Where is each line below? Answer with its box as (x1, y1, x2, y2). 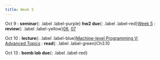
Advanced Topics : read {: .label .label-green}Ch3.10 (5, 40, 110, 46)
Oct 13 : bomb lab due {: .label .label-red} (5, 50, 88, 56)
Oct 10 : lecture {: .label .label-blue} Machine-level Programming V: (5, 35, 138, 41)
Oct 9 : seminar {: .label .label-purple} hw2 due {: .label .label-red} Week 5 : (5, 20, 156, 26)
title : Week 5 (5, 7, 34, 12)
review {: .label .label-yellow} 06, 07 (5, 25, 76, 32)
